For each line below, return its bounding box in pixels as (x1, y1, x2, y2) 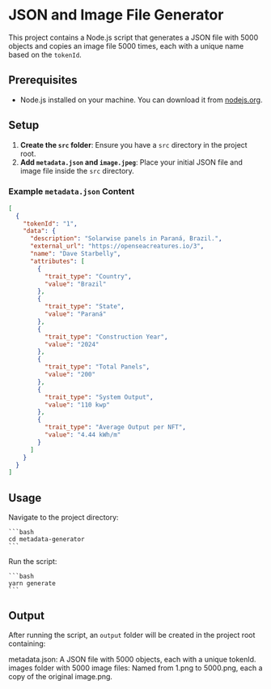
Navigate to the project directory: (8, 513, 119, 523)
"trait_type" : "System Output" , (44, 393, 154, 401)
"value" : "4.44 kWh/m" (44, 431, 121, 439)
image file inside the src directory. (19, 166, 135, 175)
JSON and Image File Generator (8, 6, 224, 24)
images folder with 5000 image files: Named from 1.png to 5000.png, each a (8, 663, 263, 673)
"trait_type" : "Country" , (44, 272, 132, 281)
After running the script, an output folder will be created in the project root (8, 630, 256, 639)
